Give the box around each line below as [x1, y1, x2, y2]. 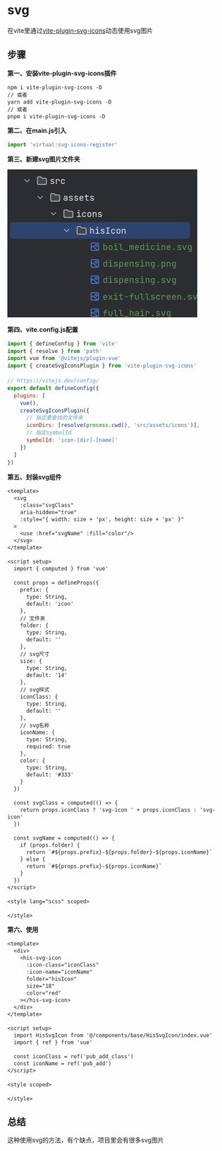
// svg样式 [20, 686, 50, 693]
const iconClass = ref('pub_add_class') [13, 1052, 134, 1060]
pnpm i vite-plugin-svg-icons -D [7, 113, 106, 120]
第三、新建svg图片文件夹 [7, 154, 80, 163]
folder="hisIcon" [25, 975, 78, 983]
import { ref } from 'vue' [13, 1038, 93, 1046]
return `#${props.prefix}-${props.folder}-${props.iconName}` [25, 848, 213, 856]
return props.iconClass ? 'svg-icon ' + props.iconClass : [20, 806, 197, 814]
